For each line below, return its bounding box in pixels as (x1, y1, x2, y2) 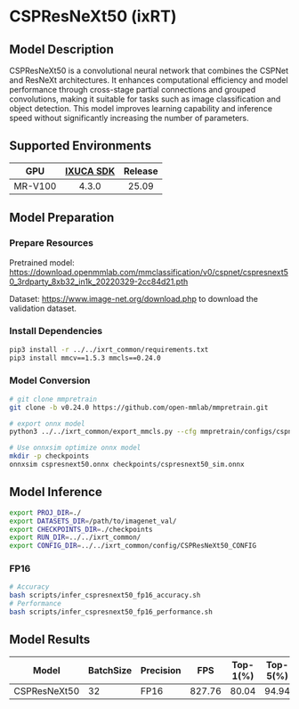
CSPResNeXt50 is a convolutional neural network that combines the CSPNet (9, 65, 289, 76)
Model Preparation (9, 210, 115, 225)
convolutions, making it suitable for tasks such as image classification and (9, 94, 281, 104)
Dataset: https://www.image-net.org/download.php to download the (9, 293, 259, 304)
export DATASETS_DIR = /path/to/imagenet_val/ (9, 517, 177, 526)
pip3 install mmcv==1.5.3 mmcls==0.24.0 (9, 354, 162, 363)
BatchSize (87, 664, 132, 676)
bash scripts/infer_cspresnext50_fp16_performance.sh (9, 607, 214, 616)
